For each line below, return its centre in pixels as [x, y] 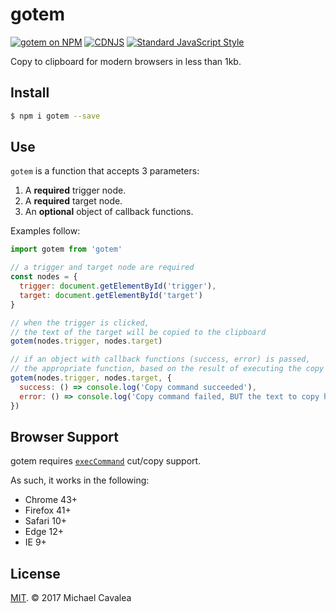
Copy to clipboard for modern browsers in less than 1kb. [126, 61]
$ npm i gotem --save [55, 116]
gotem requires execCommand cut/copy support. [106, 461]
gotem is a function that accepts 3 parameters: [105, 171]
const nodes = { [44, 277]
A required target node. [73, 201]
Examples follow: [45, 231]
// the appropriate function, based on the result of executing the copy [167, 369]
